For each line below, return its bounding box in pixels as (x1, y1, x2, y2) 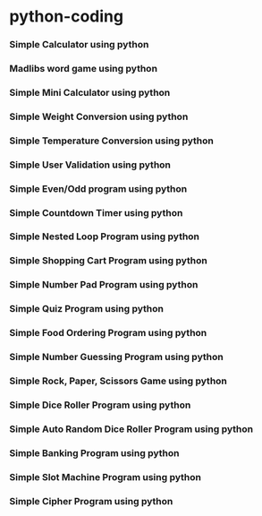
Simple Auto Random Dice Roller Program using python (9, 423, 254, 435)
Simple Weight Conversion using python (9, 110, 189, 123)
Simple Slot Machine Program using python (9, 470, 201, 483)
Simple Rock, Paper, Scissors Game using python (9, 374, 228, 387)
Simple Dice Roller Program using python (9, 399, 191, 411)
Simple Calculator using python (9, 39, 149, 51)
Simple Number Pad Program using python (9, 279, 199, 291)
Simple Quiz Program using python (9, 303, 164, 315)
